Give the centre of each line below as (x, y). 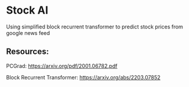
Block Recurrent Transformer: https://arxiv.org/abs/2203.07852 (83, 77)
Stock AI (27, 10)
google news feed (28, 33)
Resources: (27, 52)
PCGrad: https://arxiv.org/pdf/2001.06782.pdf (62, 66)
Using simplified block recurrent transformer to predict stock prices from (94, 27)
